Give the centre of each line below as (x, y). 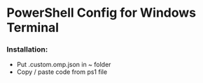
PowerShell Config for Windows (101, 13)
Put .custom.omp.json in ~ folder (64, 65)
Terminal (33, 28)
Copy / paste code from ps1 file (62, 72)
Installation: (27, 50)
